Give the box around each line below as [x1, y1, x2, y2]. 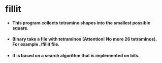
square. [12, 25, 29, 31]
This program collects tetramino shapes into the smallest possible [12, 20, 151, 25]
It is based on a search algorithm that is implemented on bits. [12, 52, 140, 58]
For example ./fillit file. [12, 42, 60, 47]
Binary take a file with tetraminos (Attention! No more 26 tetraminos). [12, 36, 157, 42]
